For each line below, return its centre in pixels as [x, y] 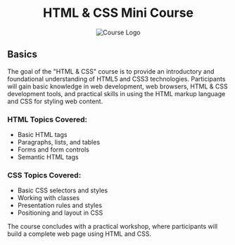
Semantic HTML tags [48, 157]
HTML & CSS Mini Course [118, 13]
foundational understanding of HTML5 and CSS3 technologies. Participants [116, 79]
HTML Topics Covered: [47, 119]
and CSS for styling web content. [55, 101]
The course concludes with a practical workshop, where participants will [113, 227]
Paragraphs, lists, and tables [59, 143]
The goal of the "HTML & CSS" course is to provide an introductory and [111, 71]
